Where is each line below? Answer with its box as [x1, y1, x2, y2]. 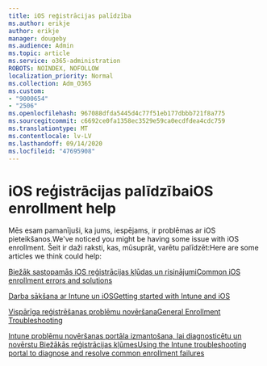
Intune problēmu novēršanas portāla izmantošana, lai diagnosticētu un [8, 331, 242, 341]
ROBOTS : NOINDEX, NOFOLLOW [8, 65, 99, 73]
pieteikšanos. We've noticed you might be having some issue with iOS [8, 234, 240, 244]
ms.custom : [8, 86, 45, 95]
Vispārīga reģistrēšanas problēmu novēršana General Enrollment [8, 307, 221, 317]
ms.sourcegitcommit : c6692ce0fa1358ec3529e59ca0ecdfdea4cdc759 [8, 117, 226, 125]
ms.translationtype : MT [8, 124, 89, 133]
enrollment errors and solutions [8, 276, 113, 285]
